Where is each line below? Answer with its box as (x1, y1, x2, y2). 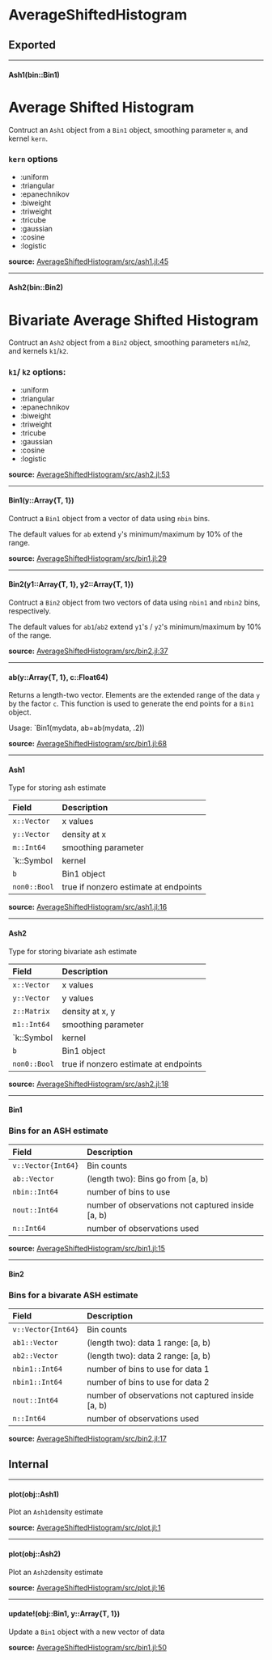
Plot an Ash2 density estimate (8, 1567, 104, 1577)
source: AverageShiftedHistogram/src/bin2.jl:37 (8, 646, 168, 656)
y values (62, 992, 95, 1004)
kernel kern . (8, 134, 49, 143)
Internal (8, 1457, 49, 1471)
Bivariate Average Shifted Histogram (8, 311, 259, 329)
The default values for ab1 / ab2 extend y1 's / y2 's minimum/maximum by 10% (8, 622, 261, 632)
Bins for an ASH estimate (8, 1125, 108, 1136)
